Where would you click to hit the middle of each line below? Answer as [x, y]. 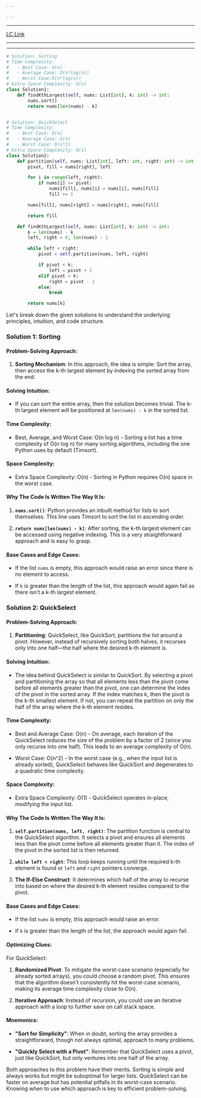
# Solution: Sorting [32, 56]
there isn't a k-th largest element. [56, 592]
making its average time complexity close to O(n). [76, 989]
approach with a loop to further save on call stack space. [85, 1006]
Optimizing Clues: [29, 945]
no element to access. [42, 574]
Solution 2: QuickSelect [41, 608]
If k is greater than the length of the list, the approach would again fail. [101, 931]
